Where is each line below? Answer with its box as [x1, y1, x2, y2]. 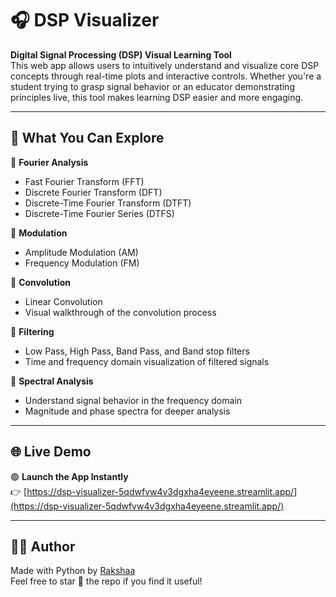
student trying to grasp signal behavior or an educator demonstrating [10, 80, 295, 92]
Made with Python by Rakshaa [10, 565, 136, 577]
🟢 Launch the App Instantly [10, 470, 129, 482]
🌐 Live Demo [10, 443, 92, 461]
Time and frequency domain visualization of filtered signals [24, 355, 270, 367]
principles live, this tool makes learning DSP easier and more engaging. [10, 91, 304, 103]
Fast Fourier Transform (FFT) [24, 175, 145, 187]
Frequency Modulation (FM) [24, 257, 140, 269]
